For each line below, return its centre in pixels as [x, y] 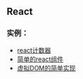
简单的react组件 [40, 59]
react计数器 [34, 50]
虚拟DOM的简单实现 [46, 68]
